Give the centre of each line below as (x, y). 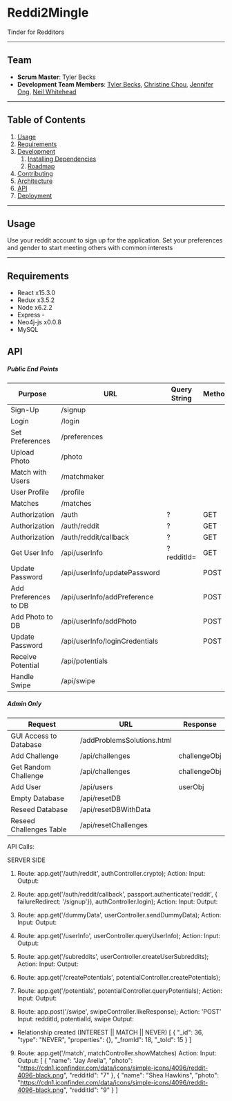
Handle (22, 676)
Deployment (35, 195)
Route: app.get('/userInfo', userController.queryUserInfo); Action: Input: (119, 935)
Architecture (35, 181)
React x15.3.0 (36, 293)
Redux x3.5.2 (36, 300)
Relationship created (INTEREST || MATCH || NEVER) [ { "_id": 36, (110, 1032)
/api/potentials (85, 661)
